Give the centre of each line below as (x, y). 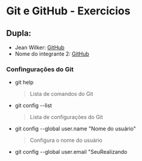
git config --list (33, 105)
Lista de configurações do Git (66, 117)
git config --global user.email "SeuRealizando (71, 152)
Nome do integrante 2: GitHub (52, 54)
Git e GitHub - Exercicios (68, 11)
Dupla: (19, 33)
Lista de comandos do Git (61, 94)
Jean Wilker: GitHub (40, 47)
